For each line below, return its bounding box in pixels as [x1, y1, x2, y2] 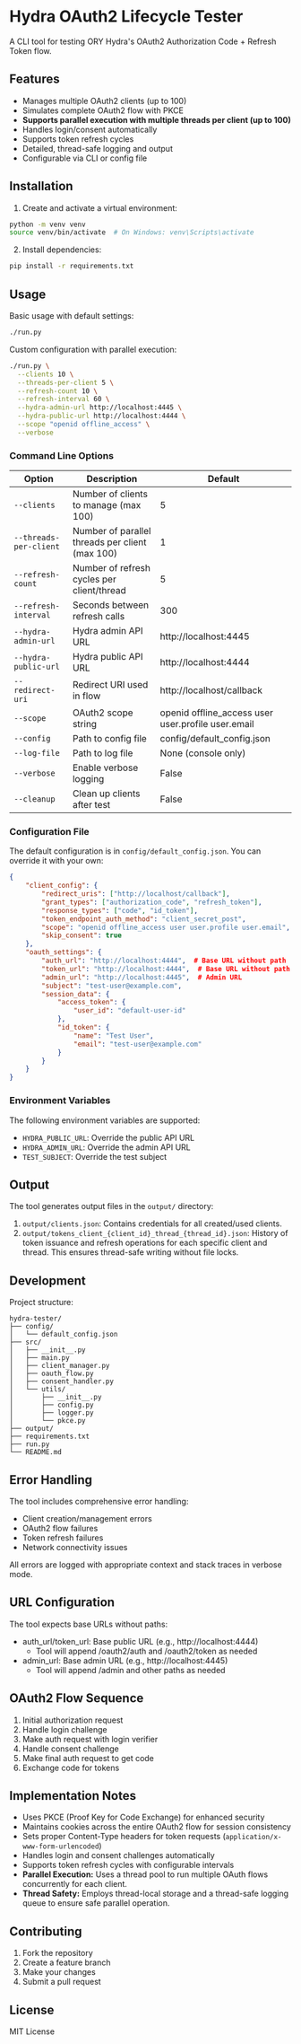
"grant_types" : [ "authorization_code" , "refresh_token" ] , [41, 898, 262, 907]
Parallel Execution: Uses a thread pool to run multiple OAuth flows [21, 1869, 269, 1880]
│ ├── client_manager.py [9, 1362, 110, 1371]
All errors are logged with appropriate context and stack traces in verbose [9, 1559, 282, 1570]
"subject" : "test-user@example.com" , [41, 981, 182, 990]
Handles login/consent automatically [21, 124, 158, 135]
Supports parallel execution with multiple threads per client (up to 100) [21, 114, 291, 125]
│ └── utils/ [9, 1385, 66, 1394]
